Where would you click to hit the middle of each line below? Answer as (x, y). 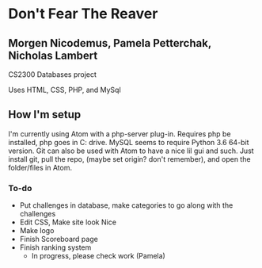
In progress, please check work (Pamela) (99, 256)
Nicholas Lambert (53, 55)
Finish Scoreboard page (59, 239)
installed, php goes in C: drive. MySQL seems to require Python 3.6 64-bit (129, 142)
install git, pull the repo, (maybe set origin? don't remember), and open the (129, 159)
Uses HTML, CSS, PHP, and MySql (65, 90)
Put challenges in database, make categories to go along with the (126, 205)
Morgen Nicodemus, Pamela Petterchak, (110, 43)
